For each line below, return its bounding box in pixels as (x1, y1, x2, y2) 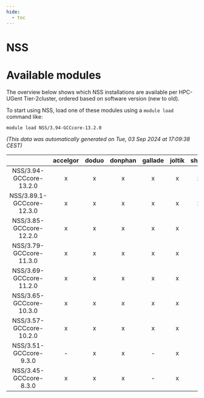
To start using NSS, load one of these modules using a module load (6, 107, 174, 114)
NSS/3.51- (12, 341, 44, 350)
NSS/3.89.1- (9, 191, 47, 200)
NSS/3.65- (12, 291, 44, 300)
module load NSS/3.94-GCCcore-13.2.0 (6, 125, 102, 131)
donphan (110, 156, 137, 164)
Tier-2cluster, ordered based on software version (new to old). (23, 95, 180, 102)
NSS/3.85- (12, 216, 44, 225)
